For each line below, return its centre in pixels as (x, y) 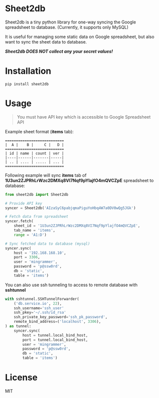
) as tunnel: (18, 326)
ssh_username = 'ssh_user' (39, 308)
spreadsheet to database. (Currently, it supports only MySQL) (67, 27)
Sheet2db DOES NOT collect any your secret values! (59, 51)
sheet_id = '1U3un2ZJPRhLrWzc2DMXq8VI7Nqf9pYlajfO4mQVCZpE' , (77, 226)
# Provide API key (24, 203)
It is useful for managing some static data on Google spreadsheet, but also (80, 37)
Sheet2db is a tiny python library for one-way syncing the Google (71, 22)
